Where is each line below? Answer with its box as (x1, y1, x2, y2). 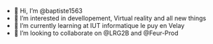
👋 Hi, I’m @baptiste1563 (13, 7, 83, 15)
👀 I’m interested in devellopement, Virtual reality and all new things (13, 14, 207, 22)
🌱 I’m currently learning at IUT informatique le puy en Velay (13, 22, 185, 29)
